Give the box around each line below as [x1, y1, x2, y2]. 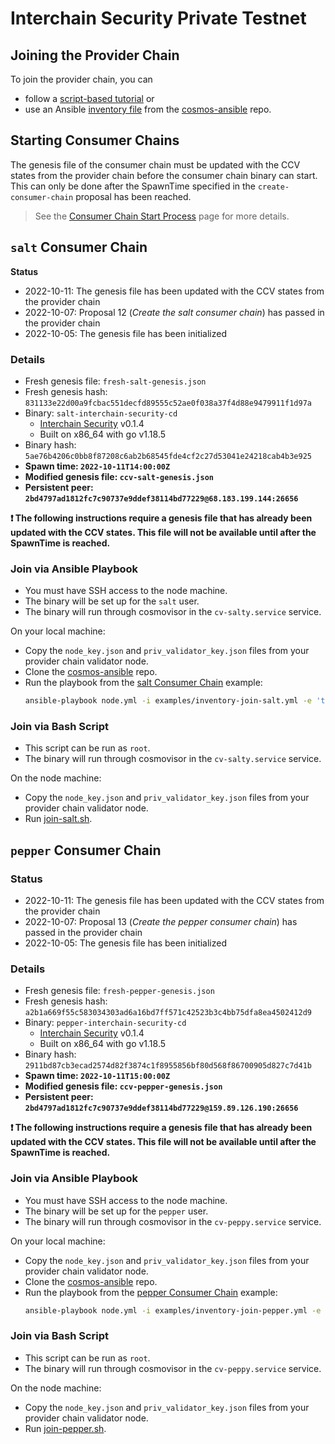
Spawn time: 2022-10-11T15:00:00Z [24, 1070, 171, 1082]
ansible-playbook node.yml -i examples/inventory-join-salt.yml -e [24, 696, 312, 706]
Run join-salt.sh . [24, 813, 93, 825]
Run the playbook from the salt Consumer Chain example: [24, 677, 263, 689]
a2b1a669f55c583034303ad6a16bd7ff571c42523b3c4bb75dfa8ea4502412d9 [24, 1008, 312, 1018]
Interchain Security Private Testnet [10, 7, 307, 30]
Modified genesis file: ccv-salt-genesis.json [24, 470, 214, 482]
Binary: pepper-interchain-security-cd [24, 1017, 187, 1029]
